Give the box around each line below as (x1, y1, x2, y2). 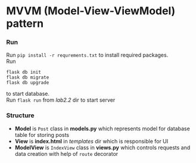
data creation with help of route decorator (14, 150, 119, 157)
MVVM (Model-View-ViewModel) (6, 4, 176, 18)
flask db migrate (6, 74, 49, 81)
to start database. (6, 90, 49, 98)
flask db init (6, 70, 42, 76)
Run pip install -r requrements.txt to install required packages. (6, 52, 169, 59)
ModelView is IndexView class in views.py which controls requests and (14, 144, 191, 151)
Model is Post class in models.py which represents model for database (14, 125, 191, 132)
